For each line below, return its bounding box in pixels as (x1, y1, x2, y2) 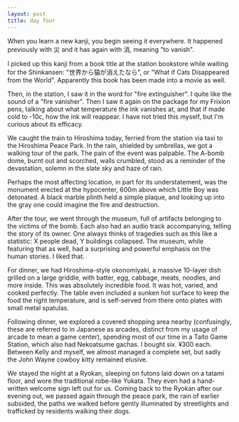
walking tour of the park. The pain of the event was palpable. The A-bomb (7, 149, 225, 157)
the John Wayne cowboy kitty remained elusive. (7, 355, 148, 364)
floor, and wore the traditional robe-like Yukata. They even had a (7, 376, 196, 385)
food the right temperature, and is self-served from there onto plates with (7, 296, 223, 305)
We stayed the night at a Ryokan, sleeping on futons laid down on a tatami (7, 369, 225, 377)
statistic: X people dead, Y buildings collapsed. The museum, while (7, 236, 204, 246)
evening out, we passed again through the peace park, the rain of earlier (7, 391, 220, 400)
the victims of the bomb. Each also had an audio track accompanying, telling (7, 221, 231, 230)
